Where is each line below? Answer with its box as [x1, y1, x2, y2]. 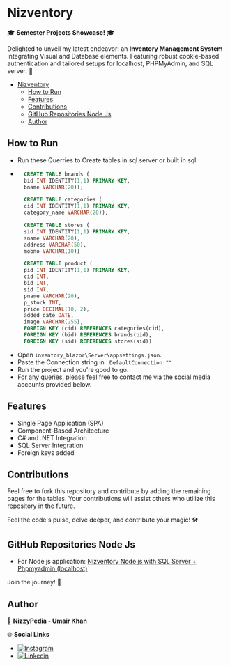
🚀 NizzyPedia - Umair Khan [7, 617, 87, 625]
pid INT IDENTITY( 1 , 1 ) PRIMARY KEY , [24, 267, 130, 274]
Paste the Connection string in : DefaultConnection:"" [17, 357, 172, 366]
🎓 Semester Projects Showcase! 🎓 [7, 28, 115, 36]
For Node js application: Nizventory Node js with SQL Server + [17, 557, 197, 566]
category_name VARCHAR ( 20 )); [24, 209, 109, 217]
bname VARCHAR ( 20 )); [24, 183, 84, 191]
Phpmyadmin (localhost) [17, 564, 88, 573]
